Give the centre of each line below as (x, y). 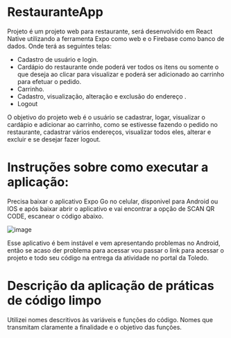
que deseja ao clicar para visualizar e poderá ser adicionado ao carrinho (121, 74)
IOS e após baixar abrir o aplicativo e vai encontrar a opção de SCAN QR (111, 208)
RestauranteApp (55, 12)
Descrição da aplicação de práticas (111, 286)
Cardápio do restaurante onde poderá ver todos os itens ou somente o (118, 67)
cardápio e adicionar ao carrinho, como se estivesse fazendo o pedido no (113, 124)
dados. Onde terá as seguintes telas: (60, 46)
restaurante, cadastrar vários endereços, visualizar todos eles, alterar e (109, 132)
